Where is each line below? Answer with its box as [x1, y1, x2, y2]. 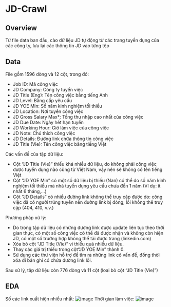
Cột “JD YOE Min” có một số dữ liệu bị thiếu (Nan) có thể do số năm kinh [12, 177, 166, 183]
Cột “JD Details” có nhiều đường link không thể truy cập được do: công [12, 194, 163, 200]
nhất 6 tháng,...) [12, 188, 47, 194]
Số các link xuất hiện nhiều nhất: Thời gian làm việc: [5, 296, 135, 302]
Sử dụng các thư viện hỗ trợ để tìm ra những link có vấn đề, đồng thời [12, 252, 160, 258]
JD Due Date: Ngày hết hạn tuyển [12, 119, 84, 125]
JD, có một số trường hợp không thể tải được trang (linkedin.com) [12, 235, 151, 241]
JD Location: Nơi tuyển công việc [12, 108, 84, 114]
